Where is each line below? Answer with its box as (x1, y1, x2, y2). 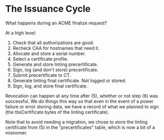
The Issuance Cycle (5, 3, 91, 15)
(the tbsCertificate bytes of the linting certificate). (5, 109, 110, 115)
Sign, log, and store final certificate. (12, 82, 88, 89)
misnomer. (5, 129, 28, 135)
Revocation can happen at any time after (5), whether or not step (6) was (5, 93, 158, 99)
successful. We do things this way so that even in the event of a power (5, 98, 154, 104)
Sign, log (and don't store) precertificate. (12, 67, 98, 73)
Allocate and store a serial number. (12, 50, 86, 57)
